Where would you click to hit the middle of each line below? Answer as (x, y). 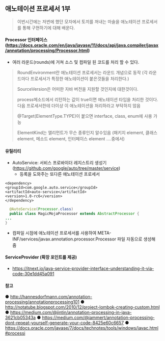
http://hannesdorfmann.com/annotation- (51, 297)
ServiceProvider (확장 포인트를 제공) (41, 257)
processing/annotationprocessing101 (42, 302)
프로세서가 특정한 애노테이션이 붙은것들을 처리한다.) (80, 79)
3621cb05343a (20, 317)
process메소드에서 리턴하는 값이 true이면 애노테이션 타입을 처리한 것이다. (88, 100)
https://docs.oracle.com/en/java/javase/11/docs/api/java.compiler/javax (82, 45)
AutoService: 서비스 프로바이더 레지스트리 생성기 (59, 163)
